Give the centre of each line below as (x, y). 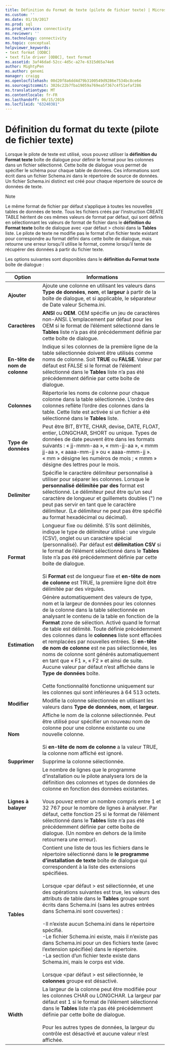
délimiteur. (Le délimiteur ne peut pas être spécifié (102, 511)
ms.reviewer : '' (22, 33)
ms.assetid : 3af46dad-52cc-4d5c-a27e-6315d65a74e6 (60, 62)
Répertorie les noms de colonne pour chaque (96, 393)
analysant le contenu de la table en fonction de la (100, 616)
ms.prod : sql (19, 24)
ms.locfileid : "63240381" (32, 105)
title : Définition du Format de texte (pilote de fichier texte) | (78, 10)
